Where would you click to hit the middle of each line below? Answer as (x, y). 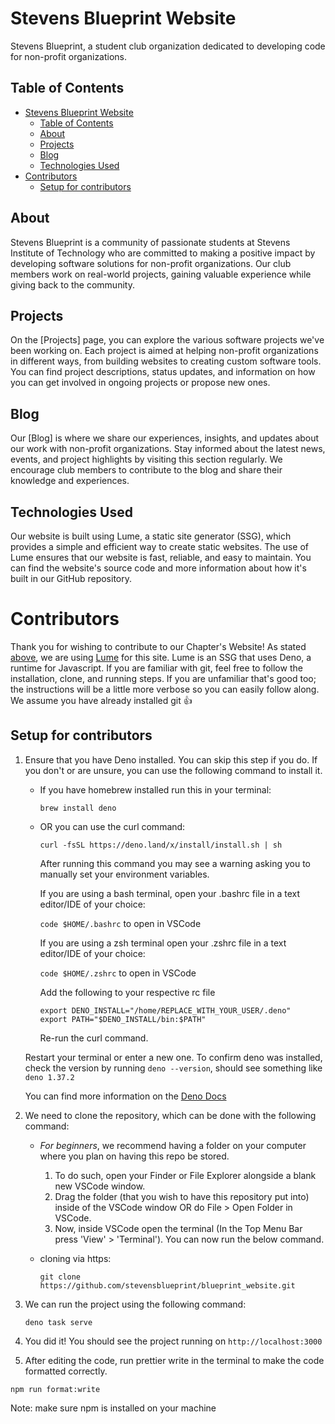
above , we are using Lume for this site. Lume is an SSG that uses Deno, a (161, 657)
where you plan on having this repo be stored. (134, 1156)
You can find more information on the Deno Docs (125, 1096)
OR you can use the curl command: (112, 826)
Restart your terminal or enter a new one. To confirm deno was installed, (173, 1057)
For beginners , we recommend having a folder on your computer (173, 1145)
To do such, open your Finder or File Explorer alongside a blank (185, 1175)
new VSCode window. (100, 1186)
